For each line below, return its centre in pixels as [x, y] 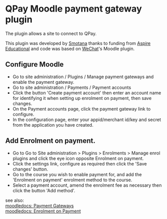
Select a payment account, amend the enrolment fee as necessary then [87, 185]
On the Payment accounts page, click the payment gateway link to [81, 108]
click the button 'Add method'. [44, 190]
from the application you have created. [53, 125]
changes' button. [30, 169]
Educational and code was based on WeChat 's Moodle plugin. [70, 48]
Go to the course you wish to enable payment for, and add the [77, 174]
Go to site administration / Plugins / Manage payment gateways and [83, 77]
